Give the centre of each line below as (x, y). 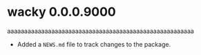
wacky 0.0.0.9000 (61, 12)
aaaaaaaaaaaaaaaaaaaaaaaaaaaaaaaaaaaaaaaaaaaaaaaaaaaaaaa (101, 31)
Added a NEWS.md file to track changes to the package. (94, 44)
